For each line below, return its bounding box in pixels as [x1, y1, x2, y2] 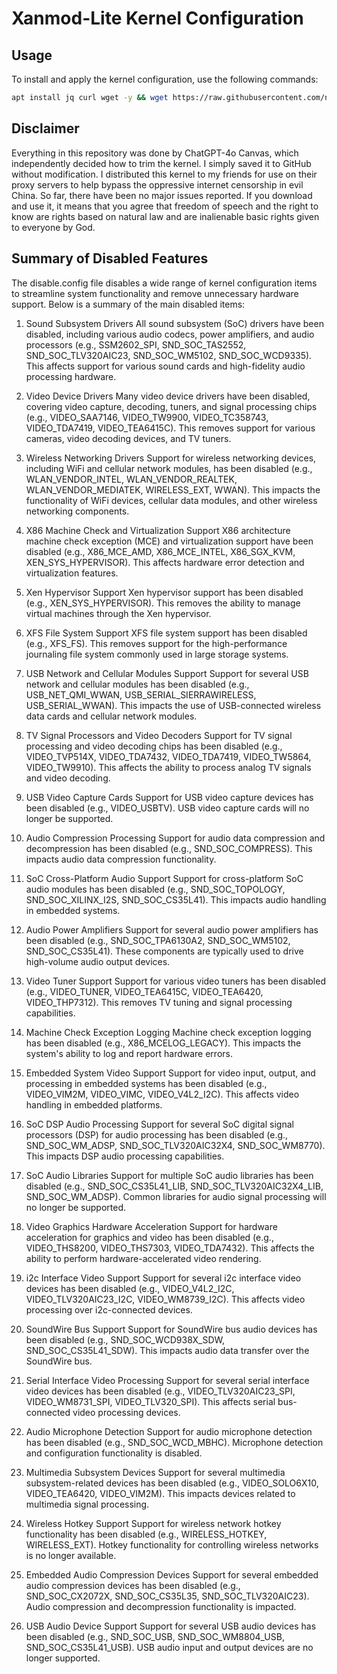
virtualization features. [25, 567, 119, 579]
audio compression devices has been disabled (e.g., [25, 1579, 241, 1591]
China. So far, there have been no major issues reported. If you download [11, 189, 313, 201]
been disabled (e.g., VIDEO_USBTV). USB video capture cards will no [25, 802, 310, 814]
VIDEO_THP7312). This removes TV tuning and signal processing [25, 996, 293, 1008]
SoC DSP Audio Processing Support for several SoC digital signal [25, 1118, 294, 1130]
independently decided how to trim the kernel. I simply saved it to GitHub [11, 157, 312, 169]
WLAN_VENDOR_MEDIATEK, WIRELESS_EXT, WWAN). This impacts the [25, 483, 321, 496]
